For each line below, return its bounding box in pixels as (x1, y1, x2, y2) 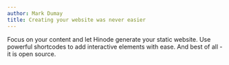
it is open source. (7, 49, 56, 58)
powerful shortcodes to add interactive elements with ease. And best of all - (7, 42, 223, 51)
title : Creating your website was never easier (7, 16, 146, 23)
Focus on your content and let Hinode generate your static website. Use (7, 35, 211, 43)
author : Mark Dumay (7, 10, 63, 17)
